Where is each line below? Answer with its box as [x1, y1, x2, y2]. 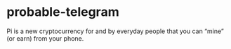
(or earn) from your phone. [6, 34, 84, 42]
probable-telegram [6, 4, 120, 20]
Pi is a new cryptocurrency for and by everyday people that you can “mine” [6, 27, 224, 35]
